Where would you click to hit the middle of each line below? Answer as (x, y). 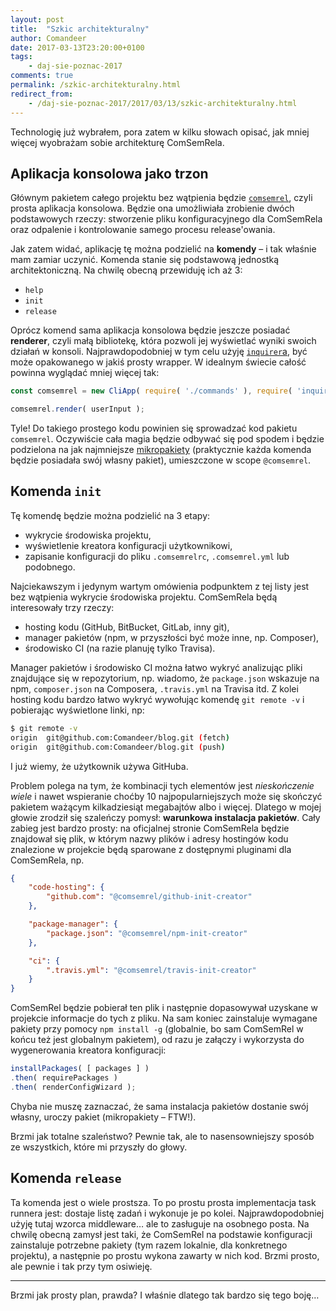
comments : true (42, 76)
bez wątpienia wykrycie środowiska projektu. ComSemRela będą (144, 597)
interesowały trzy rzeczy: (62, 607)
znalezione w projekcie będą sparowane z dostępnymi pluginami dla (151, 849)
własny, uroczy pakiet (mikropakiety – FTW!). (103, 1117)
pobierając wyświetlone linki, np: (77, 710)
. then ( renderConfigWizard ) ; (73, 1087)
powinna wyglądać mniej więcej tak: (85, 373)
